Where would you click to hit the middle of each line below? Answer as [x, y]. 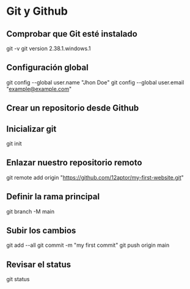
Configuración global [47, 68]
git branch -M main [31, 211]
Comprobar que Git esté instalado [72, 34]
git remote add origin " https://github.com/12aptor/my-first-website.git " [95, 177]
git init [14, 144]
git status [18, 279]
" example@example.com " [39, 89]
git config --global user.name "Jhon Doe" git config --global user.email [95, 82]
